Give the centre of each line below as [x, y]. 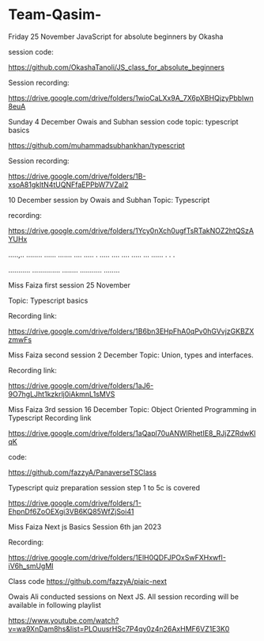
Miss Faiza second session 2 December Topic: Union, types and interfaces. [131, 355]
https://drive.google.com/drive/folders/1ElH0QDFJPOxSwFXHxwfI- [117, 557]
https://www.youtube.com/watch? [64, 620]
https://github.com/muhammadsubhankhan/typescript [97, 145]
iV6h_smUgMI [31, 566]
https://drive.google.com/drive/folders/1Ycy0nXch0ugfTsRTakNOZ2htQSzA [131, 231]
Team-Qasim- [55, 15]
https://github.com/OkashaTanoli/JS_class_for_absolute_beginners [117, 67]
